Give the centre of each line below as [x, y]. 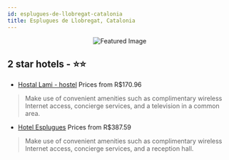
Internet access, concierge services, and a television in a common [122, 106]
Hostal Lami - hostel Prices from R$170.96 [80, 85]
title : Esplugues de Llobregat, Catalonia [71, 21]
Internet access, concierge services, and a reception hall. [109, 149]
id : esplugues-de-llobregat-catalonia [65, 14]
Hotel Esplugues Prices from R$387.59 [75, 127]
